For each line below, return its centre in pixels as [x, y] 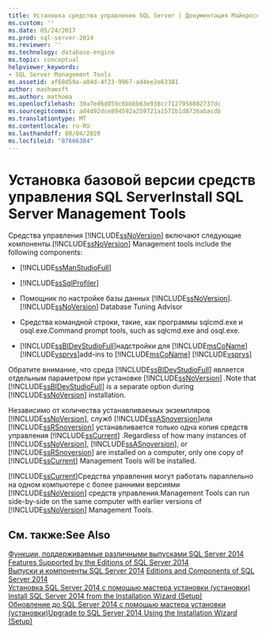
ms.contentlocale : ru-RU [49, 126]
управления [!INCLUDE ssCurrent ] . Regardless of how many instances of [127, 436]
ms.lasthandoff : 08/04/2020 [55, 133]
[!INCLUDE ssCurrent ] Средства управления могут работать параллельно [131, 476]
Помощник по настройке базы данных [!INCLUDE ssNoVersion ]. [126, 299]
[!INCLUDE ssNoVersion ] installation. [67, 395]
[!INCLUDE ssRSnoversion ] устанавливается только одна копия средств [128, 427]
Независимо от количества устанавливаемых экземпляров [109, 411]
